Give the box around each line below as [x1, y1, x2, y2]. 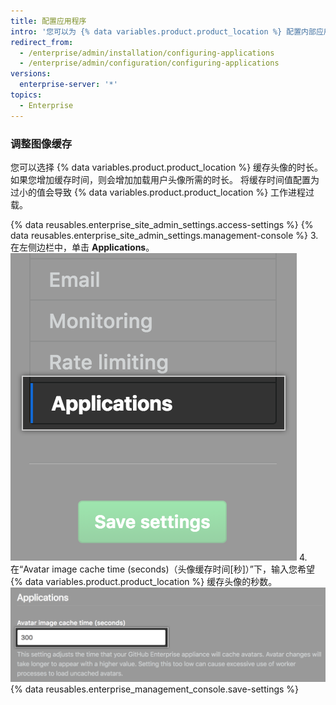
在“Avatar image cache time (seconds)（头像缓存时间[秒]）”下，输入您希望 [10, 563, 315, 575]
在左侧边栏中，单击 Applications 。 [10, 241, 155, 253]
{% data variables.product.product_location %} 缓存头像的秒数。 [10, 575, 278, 587]
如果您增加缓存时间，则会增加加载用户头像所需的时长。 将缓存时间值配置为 [10, 173, 320, 185]
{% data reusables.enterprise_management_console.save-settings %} [10, 683, 300, 695]
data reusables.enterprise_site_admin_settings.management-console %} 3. [10, 229, 319, 241]
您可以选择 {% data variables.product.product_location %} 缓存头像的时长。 [10, 161, 324, 173]
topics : [10, 90, 43, 100]
